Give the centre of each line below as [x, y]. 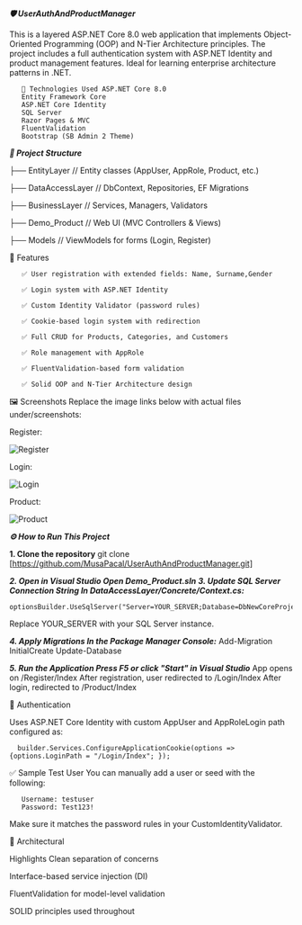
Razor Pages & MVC [56, 121]
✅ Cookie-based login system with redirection [111, 321]
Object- [278, 34]
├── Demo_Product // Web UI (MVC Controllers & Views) [115, 223]
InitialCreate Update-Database [66, 651]
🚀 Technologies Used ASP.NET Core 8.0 [94, 89]
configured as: [36, 732]
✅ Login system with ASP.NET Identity [95, 290]
